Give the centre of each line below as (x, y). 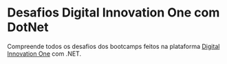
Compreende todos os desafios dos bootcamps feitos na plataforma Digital (113, 46)
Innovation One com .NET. (44, 54)
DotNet (28, 27)
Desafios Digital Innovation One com (113, 13)
